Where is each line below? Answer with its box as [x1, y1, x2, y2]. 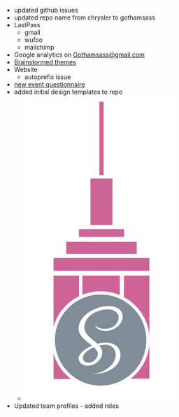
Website [13, 66, 38, 73]
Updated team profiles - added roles [13, 402, 120, 410]
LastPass [13, 21, 41, 29]
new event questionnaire [13, 80, 85, 88]
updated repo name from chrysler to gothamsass [13, 13, 156, 22]
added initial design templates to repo [13, 87, 123, 96]
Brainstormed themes [13, 58, 77, 66]
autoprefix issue [24, 73, 71, 81]
